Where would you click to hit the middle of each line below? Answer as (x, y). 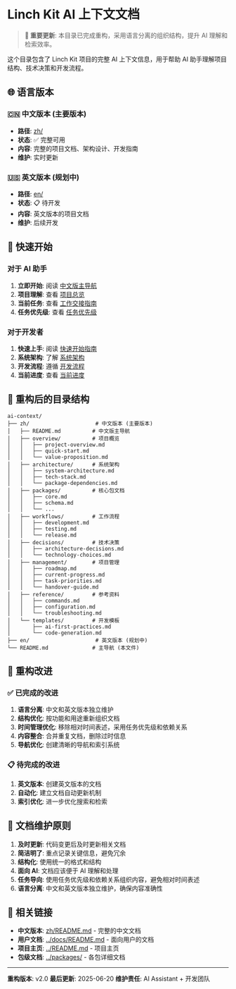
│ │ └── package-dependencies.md (63, 483)
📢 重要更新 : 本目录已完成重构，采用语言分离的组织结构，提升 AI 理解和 (126, 35)
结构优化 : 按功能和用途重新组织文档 (68, 718)
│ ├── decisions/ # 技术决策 (64, 542)
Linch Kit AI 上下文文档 (74, 14)
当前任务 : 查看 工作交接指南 (57, 303)
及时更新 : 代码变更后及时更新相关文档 (72, 844)
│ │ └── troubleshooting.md (54, 613)
